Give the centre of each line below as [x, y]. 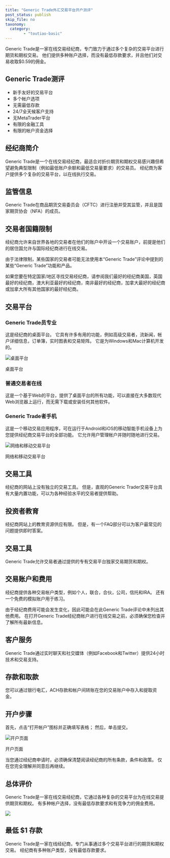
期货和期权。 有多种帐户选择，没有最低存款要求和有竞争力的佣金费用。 [83, 804]
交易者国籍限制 [29, 229]
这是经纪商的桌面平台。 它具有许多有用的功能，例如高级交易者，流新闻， [81, 335]
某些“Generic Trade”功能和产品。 [40, 266]
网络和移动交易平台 [25, 456]
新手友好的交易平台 [33, 92]
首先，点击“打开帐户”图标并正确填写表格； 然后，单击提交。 [68, 727]
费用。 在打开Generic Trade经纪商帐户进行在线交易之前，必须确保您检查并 [87, 616]
